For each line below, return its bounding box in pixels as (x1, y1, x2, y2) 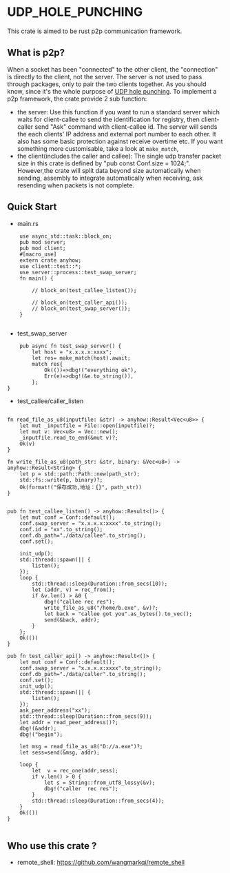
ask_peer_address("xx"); (19, 707, 91, 714)
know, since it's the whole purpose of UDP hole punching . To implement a (7, 87, 217, 95)
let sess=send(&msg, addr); (19, 749, 100, 756)
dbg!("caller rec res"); (43, 785, 118, 792)
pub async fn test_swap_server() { (19, 342, 122, 349)
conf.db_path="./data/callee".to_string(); (19, 532, 147, 539)
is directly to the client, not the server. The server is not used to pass (7, 72, 202, 81)
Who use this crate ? (7, 840, 97, 852)
